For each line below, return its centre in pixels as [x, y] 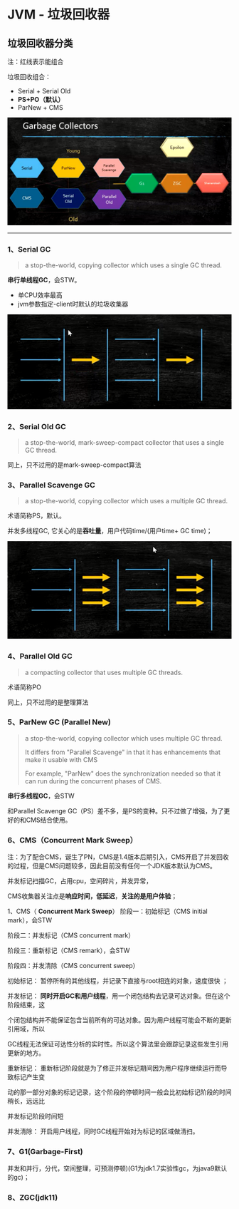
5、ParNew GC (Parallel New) [59, 722]
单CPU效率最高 [40, 295]
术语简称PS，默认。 [36, 516]
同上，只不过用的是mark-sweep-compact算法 [74, 465]
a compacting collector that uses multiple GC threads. [104, 672]
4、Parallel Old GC [40, 657]
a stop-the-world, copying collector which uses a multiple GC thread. [126, 501]
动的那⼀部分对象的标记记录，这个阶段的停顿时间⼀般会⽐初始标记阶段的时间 [119, 1092]
